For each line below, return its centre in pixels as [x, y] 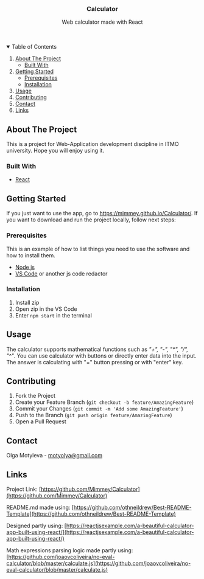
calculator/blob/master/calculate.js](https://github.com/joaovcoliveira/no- [99, 563]
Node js [25, 267]
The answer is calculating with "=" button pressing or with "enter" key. [95, 362]
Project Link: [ [24, 489]
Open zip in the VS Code [46, 309]
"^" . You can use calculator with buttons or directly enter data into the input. [101, 355]
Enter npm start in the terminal [54, 315]
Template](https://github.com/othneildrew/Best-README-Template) [91, 514]
